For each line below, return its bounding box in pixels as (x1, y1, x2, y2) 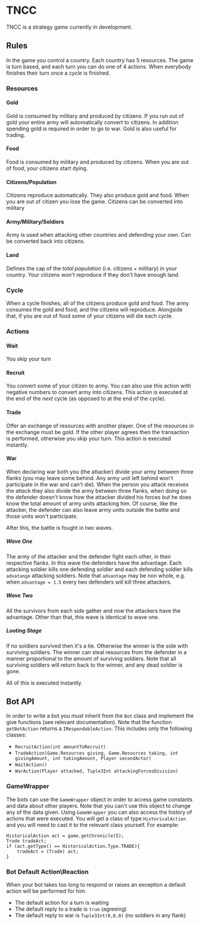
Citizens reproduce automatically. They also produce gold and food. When (6, 192, 189, 199)
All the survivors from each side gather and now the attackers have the (6, 607, 181, 614)
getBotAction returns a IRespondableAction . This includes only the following (6, 725, 192, 732)
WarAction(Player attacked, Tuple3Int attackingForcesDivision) (14, 768, 179, 774)
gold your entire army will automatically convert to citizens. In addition (6, 118, 179, 126)
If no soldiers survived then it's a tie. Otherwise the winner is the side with (6, 642, 188, 649)
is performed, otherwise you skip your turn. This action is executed (6, 435, 171, 442)
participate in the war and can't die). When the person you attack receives (6, 481, 189, 488)
